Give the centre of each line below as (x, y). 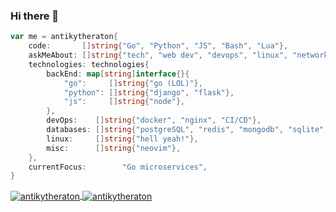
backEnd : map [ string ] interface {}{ (118, 74)
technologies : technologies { (89, 64)
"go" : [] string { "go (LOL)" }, (133, 83)
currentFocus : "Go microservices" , (118, 167)
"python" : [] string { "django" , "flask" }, (149, 92)
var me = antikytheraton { (64, 37)
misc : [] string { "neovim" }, (114, 148)
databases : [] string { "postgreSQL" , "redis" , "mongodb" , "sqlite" (185, 130)
